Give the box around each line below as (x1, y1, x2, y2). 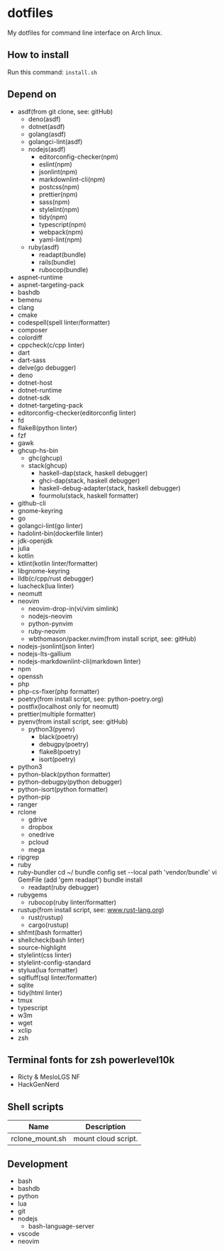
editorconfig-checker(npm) (38, 152, 119, 161)
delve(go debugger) (17, 363, 77, 371)
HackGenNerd (17, 1080, 60, 1089)
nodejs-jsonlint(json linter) (17, 641, 95, 650)
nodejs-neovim (28, 612, 73, 620)
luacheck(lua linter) (17, 581, 74, 590)
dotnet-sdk (17, 393, 51, 402)
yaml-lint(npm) (38, 235, 83, 244)
